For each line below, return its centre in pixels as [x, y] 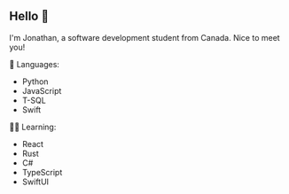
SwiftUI [35, 182]
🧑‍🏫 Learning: [33, 127]
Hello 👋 [29, 16]
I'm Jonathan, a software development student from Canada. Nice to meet [145, 37]
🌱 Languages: [35, 64]
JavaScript [42, 90]
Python [35, 81]
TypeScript [42, 172]
